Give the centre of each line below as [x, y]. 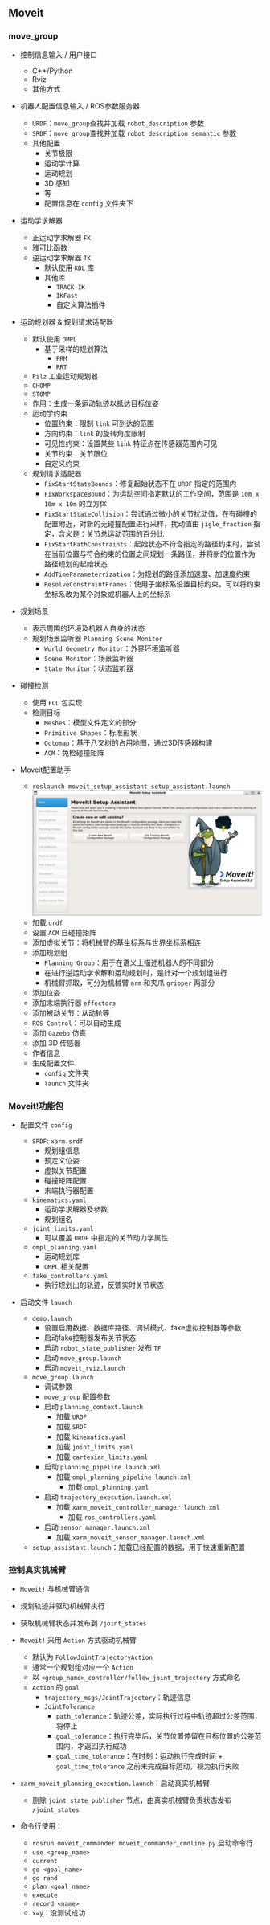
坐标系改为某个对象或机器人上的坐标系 [107, 594]
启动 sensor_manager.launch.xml [97, 1527]
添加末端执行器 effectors [74, 1003]
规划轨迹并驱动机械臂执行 [62, 1606]
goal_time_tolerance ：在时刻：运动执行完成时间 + [139, 1756]
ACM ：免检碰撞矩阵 [74, 752]
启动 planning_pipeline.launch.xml [102, 1467]
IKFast [67, 296]
